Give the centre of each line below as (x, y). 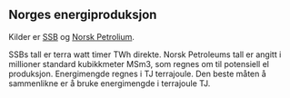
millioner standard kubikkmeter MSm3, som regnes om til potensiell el (139, 64)
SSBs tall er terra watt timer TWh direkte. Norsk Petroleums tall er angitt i (145, 54)
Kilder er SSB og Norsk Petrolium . (72, 36)
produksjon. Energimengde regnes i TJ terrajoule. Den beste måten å (138, 73)
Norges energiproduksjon (83, 15)
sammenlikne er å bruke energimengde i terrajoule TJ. (110, 83)
